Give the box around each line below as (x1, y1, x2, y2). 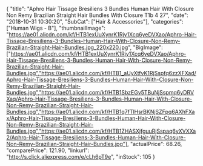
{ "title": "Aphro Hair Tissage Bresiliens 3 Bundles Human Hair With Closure (6, 5, 194, 12)
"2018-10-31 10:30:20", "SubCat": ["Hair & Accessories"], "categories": (6, 18, 184, 25)
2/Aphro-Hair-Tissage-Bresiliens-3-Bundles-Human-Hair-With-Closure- (6, 134, 186, 141)
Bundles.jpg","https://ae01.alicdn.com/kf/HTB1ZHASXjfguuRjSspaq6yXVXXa (6, 127, 196, 134)
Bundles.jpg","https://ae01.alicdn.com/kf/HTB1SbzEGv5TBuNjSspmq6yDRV (6, 89, 195, 96)
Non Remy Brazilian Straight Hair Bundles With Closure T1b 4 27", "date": (6, 12, 189, 19)
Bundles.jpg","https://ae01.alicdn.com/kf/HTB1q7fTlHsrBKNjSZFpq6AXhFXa (6, 108, 195, 115)
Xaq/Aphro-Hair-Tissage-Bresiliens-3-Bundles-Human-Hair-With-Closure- (6, 95, 193, 102)
